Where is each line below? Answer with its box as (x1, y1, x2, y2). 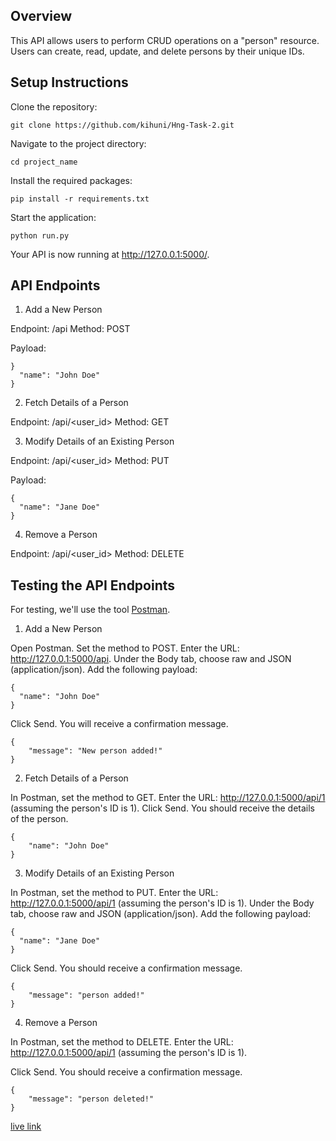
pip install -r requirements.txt (10, 194, 150, 204)
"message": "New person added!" (28, 746, 163, 756)
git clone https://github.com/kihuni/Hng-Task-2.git (10, 120, 235, 130)
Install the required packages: (10, 174, 133, 186)
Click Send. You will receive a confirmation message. (10, 718, 229, 730)
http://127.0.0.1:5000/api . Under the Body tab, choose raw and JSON (10, 653, 292, 665)
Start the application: (10, 211, 97, 223)
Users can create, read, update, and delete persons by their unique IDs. (10, 45, 305, 57)
